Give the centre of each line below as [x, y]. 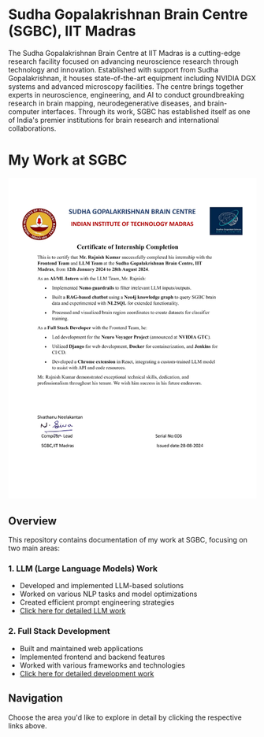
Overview [33, 521]
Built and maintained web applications [81, 648]
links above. [28, 725]
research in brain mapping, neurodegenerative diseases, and [107, 103]
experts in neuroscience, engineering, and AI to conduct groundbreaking [126, 94]
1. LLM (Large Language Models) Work [83, 568]
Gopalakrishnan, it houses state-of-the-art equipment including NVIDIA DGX [132, 78]
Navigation [35, 698]
